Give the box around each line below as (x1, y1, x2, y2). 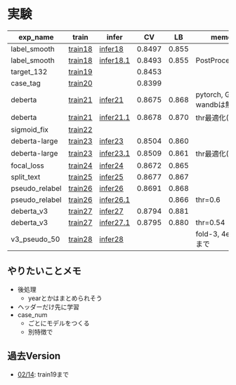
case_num (17, 310, 48, 319)
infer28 (99, 234, 124, 244)
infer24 (99, 161, 124, 170)
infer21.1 (99, 112, 131, 122)
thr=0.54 (195, 217, 225, 227)
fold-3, (195, 229, 220, 238)
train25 (68, 172, 93, 182)
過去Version (7, 350, 61, 362)
